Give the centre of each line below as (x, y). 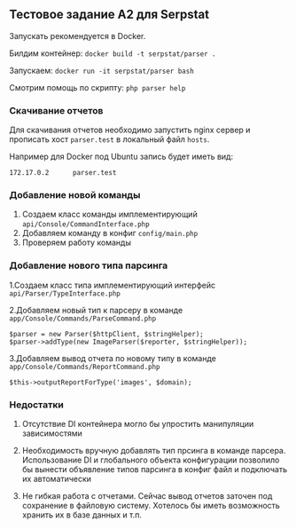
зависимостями (52, 433)
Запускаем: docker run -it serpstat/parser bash (102, 70)
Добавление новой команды (75, 195)
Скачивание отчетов (56, 110)
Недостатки (36, 405)
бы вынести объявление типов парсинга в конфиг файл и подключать (155, 469)
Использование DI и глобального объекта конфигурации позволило (151, 460)
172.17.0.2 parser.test (63, 173)
